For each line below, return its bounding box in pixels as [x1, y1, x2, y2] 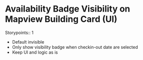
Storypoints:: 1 [5, 30, 34, 35]
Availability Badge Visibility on [5, 3, 130, 15]
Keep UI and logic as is [12, 49, 58, 55]
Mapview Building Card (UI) [5, 14, 118, 25]
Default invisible [12, 39, 45, 45]
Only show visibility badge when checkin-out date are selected [12, 44, 138, 50]
